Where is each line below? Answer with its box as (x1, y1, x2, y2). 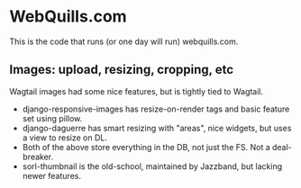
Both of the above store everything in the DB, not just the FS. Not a (22, 141, 270, 152)
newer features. (22, 170, 81, 181)
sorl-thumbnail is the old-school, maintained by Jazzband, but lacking (22, 160, 282, 172)
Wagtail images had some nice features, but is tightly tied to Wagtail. (9, 85, 264, 96)
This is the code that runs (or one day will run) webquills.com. (9, 36, 239, 47)
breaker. (22, 151, 54, 162)
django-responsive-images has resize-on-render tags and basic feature (22, 103, 290, 114)
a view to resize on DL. (22, 132, 108, 143)
